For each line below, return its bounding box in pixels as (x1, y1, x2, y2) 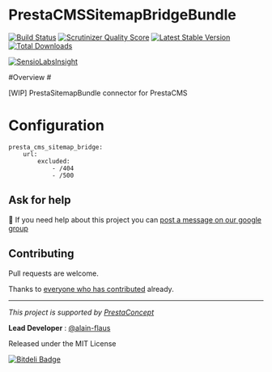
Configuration (8, 116, 105, 135)
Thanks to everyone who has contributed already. (8, 284, 174, 294)
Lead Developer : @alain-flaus (8, 323, 111, 332)
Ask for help (8, 193, 71, 207)
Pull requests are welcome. (8, 268, 99, 278)
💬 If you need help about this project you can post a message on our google (8, 214, 261, 224)
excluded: (37, 157, 70, 165)
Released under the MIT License (8, 338, 117, 349)
